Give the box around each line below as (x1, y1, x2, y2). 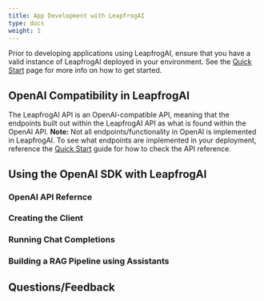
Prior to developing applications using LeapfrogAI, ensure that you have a (8, 49, 250, 58)
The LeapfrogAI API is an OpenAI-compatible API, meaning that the (8, 110, 230, 120)
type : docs (8, 19, 45, 27)
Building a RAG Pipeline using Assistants (8, 255, 170, 267)
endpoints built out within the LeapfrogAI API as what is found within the (8, 118, 246, 128)
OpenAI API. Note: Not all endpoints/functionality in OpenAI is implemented (8, 127, 257, 137)
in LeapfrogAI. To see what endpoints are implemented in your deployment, (8, 135, 257, 145)
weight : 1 (8, 26, 42, 34)
